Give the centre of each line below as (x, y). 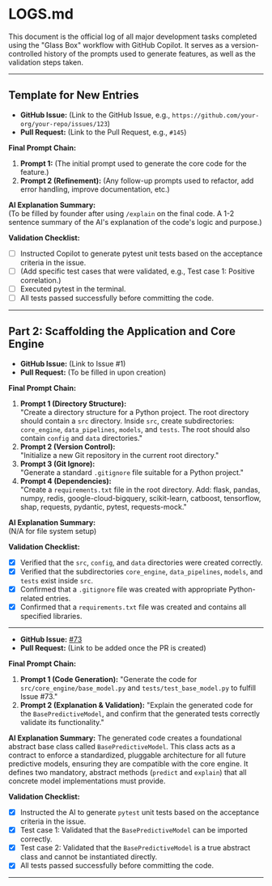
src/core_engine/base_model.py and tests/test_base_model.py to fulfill (138, 688)
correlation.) (40, 280)
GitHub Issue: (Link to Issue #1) (73, 363)
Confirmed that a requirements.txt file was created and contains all (133, 607)
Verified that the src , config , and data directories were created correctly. (141, 562)
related (32, 598)
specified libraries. (51, 617)
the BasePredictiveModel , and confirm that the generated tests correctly (140, 714)
